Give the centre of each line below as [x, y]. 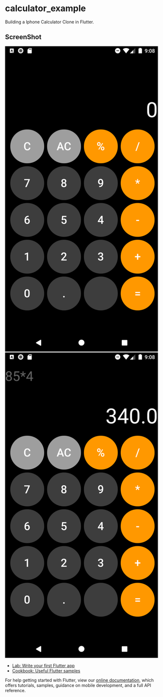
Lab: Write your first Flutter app [43, 665]
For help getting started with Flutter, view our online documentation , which [80, 680]
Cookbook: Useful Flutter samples [46, 671]
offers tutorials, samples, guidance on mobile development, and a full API [78, 685]
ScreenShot [23, 37]
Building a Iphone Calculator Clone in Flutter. [49, 22]
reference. [15, 690]
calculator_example [46, 8]
